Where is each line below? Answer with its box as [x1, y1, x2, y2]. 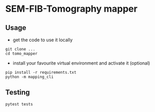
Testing [5, 88, 30, 97]
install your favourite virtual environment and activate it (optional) [12, 60, 150, 66]
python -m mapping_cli [5, 74, 54, 79]
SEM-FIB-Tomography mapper [5, 3, 138, 15]
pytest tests [5, 101, 33, 107]
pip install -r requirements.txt [5, 70, 77, 75]
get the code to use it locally [12, 37, 73, 43]
